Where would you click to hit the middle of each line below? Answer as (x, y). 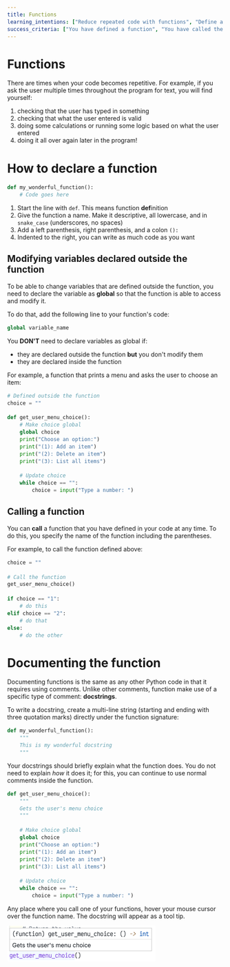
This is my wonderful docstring (66, 745)
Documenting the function (84, 663)
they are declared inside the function (69, 361)
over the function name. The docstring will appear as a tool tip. (96, 916)
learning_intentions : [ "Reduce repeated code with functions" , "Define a (115, 22)
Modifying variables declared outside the (97, 259)
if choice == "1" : (33, 599)
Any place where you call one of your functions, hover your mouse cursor (112, 908)
